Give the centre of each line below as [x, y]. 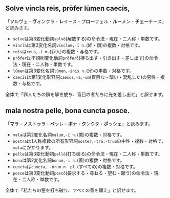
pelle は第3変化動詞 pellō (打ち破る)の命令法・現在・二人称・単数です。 [88, 153]
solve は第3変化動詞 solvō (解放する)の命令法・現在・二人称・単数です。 [88, 38]
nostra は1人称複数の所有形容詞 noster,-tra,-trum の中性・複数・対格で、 [89, 141]
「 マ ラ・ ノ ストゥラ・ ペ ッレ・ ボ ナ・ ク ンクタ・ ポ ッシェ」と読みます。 [79, 124]
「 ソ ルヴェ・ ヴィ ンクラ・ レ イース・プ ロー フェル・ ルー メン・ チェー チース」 [86, 21]
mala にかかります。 [33, 147]
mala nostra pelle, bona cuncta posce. [67, 111]
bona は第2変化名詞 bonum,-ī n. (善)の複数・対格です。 [69, 160]
